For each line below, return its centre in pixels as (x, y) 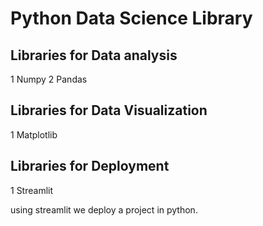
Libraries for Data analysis (94, 55)
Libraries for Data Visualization (109, 110)
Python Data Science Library (131, 18)
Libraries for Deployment (90, 166)
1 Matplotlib (34, 134)
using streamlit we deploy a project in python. (104, 209)
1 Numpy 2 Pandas (49, 79)
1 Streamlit (32, 190)
